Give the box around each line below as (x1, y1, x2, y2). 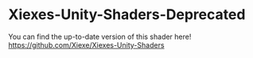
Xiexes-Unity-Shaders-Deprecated (8, 6, 246, 24)
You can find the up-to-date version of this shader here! (8, 32, 192, 41)
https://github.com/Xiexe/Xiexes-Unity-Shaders (8, 40, 165, 49)
